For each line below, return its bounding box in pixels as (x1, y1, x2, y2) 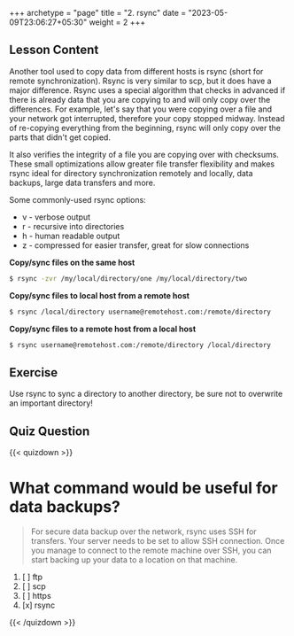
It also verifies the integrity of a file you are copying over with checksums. (9, 149, 279, 159)
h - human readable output (21, 230, 120, 241)
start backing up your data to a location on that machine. (30, 555, 238, 565)
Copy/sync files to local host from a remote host (9, 290, 190, 300)
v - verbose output (21, 212, 91, 222)
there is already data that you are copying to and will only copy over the (9, 94, 271, 105)
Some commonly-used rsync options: (9, 194, 146, 205)
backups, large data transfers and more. (9, 177, 156, 188)
